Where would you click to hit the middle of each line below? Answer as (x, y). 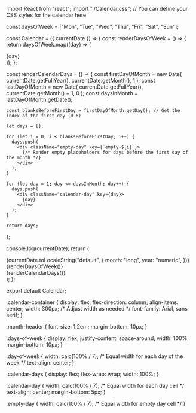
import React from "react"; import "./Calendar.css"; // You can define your (97, 9)
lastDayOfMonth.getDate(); (39, 99)
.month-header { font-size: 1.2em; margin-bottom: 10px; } (77, 327)
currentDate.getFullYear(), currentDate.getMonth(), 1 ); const (81, 81)
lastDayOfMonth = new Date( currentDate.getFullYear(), (75, 87)
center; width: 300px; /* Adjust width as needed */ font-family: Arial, (91, 309)
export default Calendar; (36, 291)
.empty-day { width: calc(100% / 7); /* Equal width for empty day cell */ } (96, 404)
